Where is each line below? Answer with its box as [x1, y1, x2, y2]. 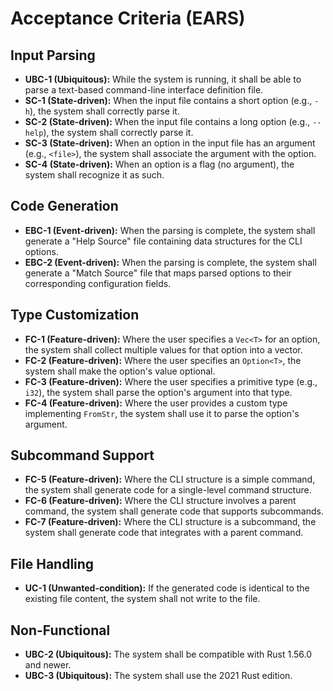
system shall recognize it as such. [24, 169, 165, 181]
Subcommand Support [10, 447, 155, 464]
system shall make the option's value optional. [24, 365, 216, 377]
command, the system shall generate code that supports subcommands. [24, 505, 324, 517]
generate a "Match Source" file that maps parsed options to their [24, 267, 292, 279]
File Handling [10, 555, 95, 572]
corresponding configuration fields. [24, 277, 172, 289]
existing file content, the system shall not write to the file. [24, 593, 261, 605]
